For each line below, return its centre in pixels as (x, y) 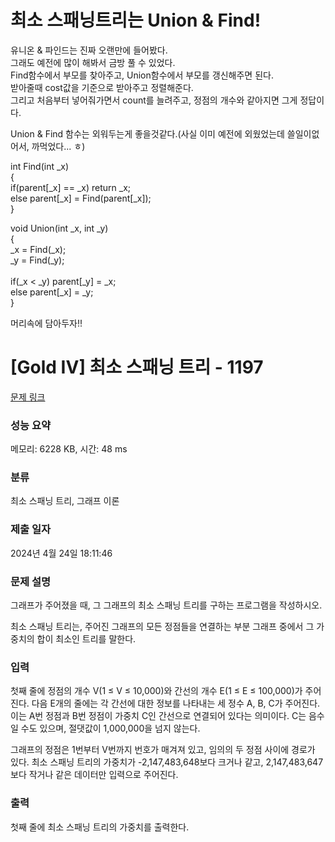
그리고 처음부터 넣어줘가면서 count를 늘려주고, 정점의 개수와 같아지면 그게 (154, 100)
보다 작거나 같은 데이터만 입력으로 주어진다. (94, 775)
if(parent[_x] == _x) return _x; (71, 187)
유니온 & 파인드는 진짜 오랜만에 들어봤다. (89, 50)
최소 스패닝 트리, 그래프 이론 (65, 501)
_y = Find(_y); (37, 260)
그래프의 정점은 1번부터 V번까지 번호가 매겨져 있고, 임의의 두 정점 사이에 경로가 (163, 750)
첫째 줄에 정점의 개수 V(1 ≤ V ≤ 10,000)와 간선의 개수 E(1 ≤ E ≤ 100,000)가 (156, 691)
